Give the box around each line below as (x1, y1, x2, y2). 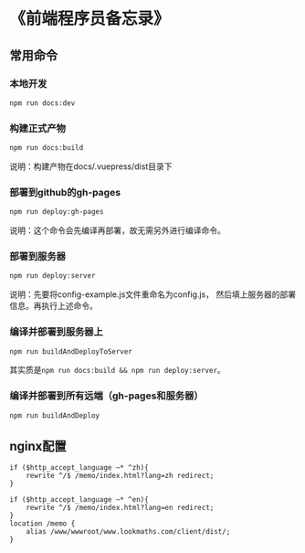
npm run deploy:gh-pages (9, 207, 104, 217)
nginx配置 (9, 439, 67, 453)
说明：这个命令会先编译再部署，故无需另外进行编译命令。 (9, 225, 226, 236)
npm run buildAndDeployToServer (9, 346, 132, 356)
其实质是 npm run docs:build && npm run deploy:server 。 (9, 365, 226, 376)
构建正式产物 (9, 122, 67, 134)
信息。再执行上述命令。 (9, 301, 98, 312)
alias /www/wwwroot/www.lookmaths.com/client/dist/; (26, 527, 231, 537)
